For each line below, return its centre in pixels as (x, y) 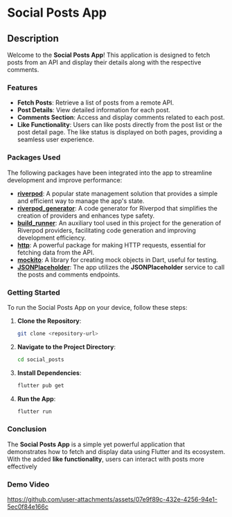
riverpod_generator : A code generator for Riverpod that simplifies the (117, 208)
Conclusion (27, 429)
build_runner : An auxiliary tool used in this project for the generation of (119, 222)
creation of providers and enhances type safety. (86, 216)
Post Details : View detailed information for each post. (94, 110)
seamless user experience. (56, 139)
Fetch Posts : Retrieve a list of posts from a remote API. (96, 103)
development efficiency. (52, 238)
